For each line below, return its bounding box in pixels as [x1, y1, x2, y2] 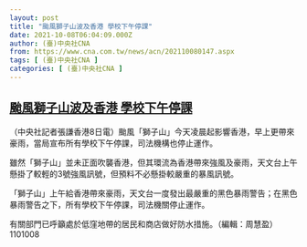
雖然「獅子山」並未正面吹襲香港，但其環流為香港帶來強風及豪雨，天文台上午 [9, 157, 298, 168]
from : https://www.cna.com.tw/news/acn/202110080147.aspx [9, 47, 235, 57]
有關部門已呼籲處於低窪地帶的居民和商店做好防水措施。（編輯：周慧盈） [9, 218, 278, 229]
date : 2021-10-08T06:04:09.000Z [9, 30, 132, 39]
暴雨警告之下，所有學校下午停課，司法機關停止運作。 [9, 199, 210, 210]
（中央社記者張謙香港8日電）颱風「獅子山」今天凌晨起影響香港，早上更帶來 [9, 126, 295, 137]
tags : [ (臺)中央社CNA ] [9, 56, 99, 65]
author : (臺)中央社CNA [9, 38, 90, 48]
